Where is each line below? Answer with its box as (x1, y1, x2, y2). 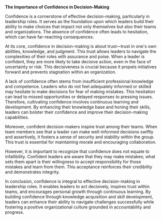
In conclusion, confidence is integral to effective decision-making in (5, 178, 140, 184)
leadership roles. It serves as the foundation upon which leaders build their (5, 19, 154, 24)
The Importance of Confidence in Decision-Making (5, 4, 110, 10)
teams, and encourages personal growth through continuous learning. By (5, 189, 151, 194)
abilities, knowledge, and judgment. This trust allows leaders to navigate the (5, 48, 156, 54)
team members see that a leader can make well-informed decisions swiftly (5, 129, 154, 134)
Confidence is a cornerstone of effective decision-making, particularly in (5, 14, 150, 19)
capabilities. (5, 115, 29, 120)
